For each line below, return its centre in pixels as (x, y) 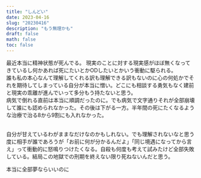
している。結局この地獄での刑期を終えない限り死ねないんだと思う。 (90, 156)
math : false (21, 39)
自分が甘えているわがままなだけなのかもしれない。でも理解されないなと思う (100, 134)
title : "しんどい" (27, 12)
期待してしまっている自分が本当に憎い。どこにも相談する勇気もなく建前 (105, 85)
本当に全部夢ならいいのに (38, 169)
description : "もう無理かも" (40, 28)
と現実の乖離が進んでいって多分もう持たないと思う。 (71, 93)
